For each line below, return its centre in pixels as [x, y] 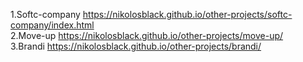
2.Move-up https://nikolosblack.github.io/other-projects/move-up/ [147, 35]
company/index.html [52, 25]
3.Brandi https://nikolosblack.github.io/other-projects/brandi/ [136, 46]
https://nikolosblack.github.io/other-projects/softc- [187, 14]
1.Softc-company [45, 14]
